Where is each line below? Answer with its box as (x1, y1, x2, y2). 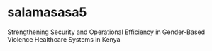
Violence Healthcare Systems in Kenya (7, 35, 121, 43)
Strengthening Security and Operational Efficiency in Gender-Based (7, 28, 206, 36)
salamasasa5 (7, 4, 87, 21)
